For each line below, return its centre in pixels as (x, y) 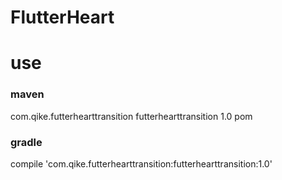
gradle (26, 142)
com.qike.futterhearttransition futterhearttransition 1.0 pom (131, 116)
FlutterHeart (62, 17)
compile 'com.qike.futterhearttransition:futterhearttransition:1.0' (141, 163)
